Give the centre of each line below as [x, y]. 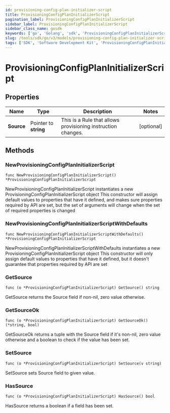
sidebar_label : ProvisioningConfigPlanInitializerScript [67, 24]
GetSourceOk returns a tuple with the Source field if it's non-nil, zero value [83, 335]
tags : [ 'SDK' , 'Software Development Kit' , [52, 43]
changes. [72, 132]
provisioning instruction [89, 126]
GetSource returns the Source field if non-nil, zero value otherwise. [75, 297]
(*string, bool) [22, 325]
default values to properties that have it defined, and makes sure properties [84, 200]
